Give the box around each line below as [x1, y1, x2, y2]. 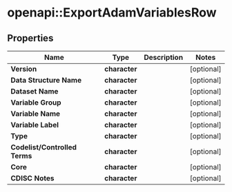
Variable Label [10, 120, 59, 129]
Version [10, 64, 37, 74]
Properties [7, 32, 54, 44]
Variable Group [10, 98, 61, 107]
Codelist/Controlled [10, 142, 77, 152]
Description [144, 53, 184, 62]
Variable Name [10, 109, 61, 118]
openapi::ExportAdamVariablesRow [7, 5, 217, 21]
